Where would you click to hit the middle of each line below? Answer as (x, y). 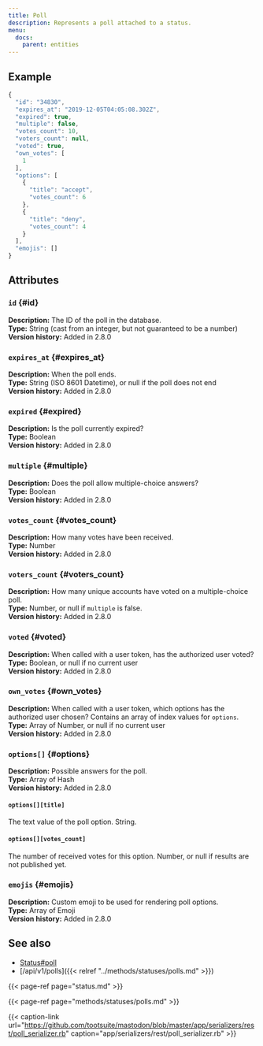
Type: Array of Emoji (42, 910)
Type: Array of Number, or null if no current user (87, 725)
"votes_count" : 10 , (47, 132)
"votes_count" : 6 (57, 198)
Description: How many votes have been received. (91, 537)
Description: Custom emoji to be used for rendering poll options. (113, 902)
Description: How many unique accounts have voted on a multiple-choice (128, 592)
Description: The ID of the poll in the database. (85, 320)
